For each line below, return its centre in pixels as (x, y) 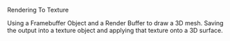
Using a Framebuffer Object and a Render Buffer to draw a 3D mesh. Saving (115, 23)
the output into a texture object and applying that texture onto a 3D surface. (115, 30)
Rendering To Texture (38, 10)
